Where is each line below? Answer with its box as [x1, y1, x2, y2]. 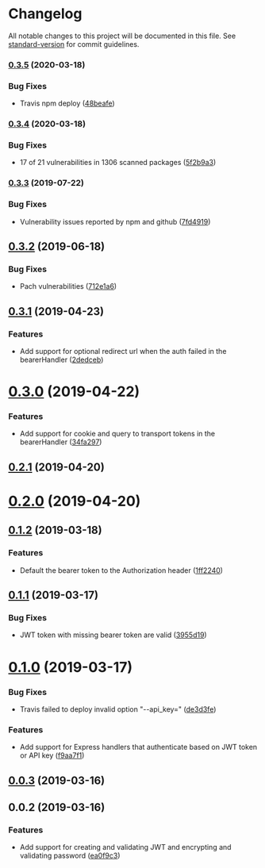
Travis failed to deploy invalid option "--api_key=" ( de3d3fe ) [19, 704, 217, 714]
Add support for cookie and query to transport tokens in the [19, 429, 216, 439]
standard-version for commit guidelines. [8, 39, 140, 48]
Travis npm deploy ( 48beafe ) [19, 98, 115, 108]
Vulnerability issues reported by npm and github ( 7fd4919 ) [19, 217, 211, 226]
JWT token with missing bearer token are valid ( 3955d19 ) [19, 630, 208, 639]
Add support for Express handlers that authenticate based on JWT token [19, 743, 258, 752]
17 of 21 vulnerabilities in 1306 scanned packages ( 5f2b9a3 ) [19, 158, 217, 167]
